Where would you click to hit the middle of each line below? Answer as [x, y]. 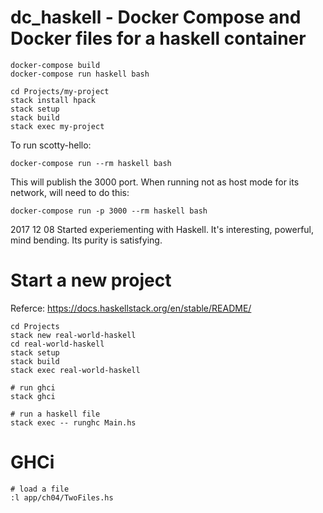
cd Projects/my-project [60, 91]
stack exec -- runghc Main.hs [73, 422]
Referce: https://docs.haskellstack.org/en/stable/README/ [131, 308]
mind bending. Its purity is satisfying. [86, 240]
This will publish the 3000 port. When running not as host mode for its [155, 182]
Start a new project [91, 280]
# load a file [40, 489]
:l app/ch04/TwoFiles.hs [62, 497]
